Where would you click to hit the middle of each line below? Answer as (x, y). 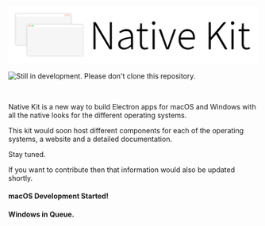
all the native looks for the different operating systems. (98, 115)
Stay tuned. (27, 154)
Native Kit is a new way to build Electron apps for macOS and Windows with (132, 106)
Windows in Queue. (41, 214)
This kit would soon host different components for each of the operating (126, 130)
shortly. (21, 178)
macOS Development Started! (58, 196)
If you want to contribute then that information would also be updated (122, 170)
